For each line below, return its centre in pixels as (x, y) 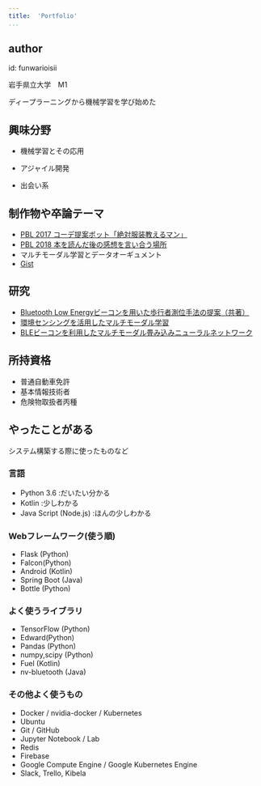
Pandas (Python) (48, 646)
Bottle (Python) (45, 588)
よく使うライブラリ (46, 611)
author (25, 49)
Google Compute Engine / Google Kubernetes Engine (109, 764)
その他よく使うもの (46, 695)
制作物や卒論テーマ (56, 213)
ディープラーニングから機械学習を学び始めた (82, 102)
